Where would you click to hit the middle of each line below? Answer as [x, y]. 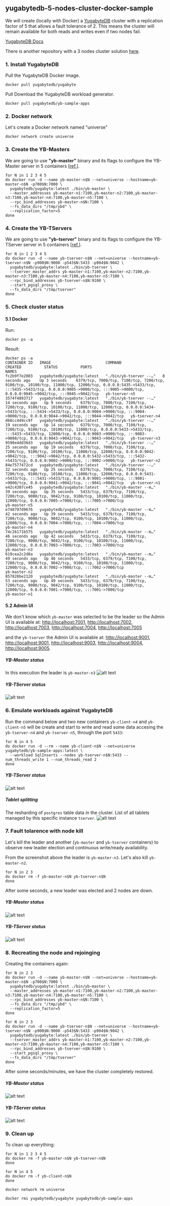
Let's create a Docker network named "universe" [56, 127]
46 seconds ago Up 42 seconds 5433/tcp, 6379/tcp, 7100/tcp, [76, 536]
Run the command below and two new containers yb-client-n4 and [76, 722]
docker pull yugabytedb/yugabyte [41, 85]
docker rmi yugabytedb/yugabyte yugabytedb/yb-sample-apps [69, 1199]
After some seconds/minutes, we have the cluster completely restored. [80, 1072]
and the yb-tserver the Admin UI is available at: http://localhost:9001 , [78, 638]
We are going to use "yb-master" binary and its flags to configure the [79, 160]
